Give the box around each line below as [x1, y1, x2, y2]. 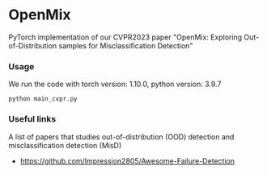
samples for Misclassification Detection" [58, 40, 193, 50]
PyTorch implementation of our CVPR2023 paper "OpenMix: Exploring [8, 32, 243, 42]
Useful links [8, 114, 57, 125]
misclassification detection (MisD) [8, 140, 122, 150]
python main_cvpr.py [8, 95, 78, 103]
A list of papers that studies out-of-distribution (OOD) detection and [8, 131, 235, 142]
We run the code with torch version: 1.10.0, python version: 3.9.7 [8, 79, 222, 89]
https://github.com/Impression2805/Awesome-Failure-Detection [19, 155, 235, 166]
